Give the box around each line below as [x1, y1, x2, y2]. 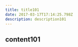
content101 [5, 35, 41, 43]
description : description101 [5, 16, 66, 21]
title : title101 [5, 7, 39, 12]
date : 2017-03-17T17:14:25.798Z [5, 12, 73, 17]
